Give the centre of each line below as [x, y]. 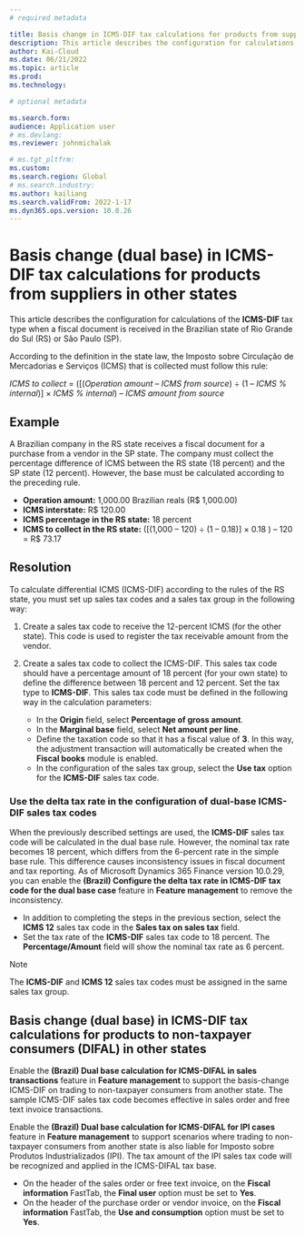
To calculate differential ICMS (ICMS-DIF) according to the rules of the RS [147, 589]
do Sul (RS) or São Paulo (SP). [66, 339]
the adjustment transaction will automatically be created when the [159, 748]
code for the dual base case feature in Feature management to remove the [151, 891]
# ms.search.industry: [52, 185]
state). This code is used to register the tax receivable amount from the [155, 636]
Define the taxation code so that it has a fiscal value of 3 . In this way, [165, 739]
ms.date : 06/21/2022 [49, 60]
